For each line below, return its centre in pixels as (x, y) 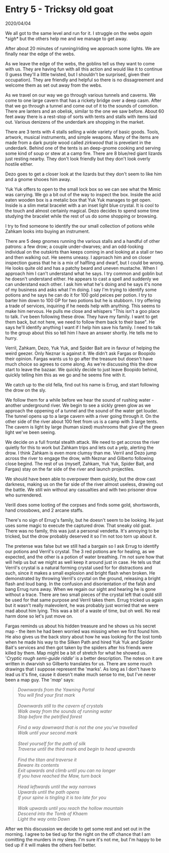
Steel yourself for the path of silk (51, 743)
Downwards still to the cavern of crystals (60, 705)
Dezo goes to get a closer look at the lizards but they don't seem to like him (83, 174)
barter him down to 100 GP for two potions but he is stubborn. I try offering (83, 300)
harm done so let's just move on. (39, 616)
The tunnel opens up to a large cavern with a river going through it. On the (82, 416)
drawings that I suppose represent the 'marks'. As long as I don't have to (81, 669)
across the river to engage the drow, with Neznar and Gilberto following (79, 458)
